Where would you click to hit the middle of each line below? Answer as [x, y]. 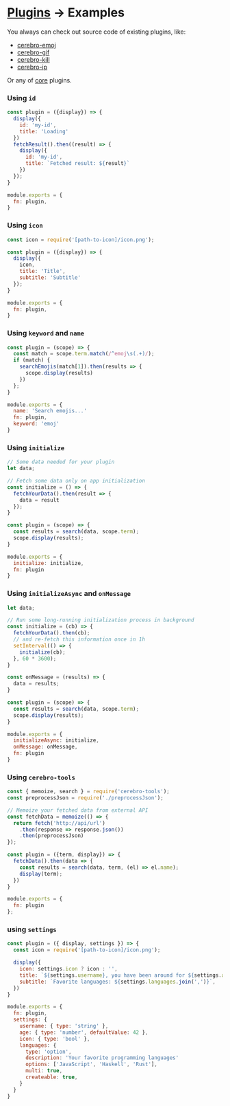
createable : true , [51, 1077]
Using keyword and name [46, 333]
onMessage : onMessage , [46, 747]
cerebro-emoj [36, 45]
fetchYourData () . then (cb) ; [52, 633]
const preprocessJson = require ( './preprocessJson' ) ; [86, 798]
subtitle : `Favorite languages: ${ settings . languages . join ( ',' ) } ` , [117, 982]
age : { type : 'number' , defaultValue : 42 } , [84, 1032]
